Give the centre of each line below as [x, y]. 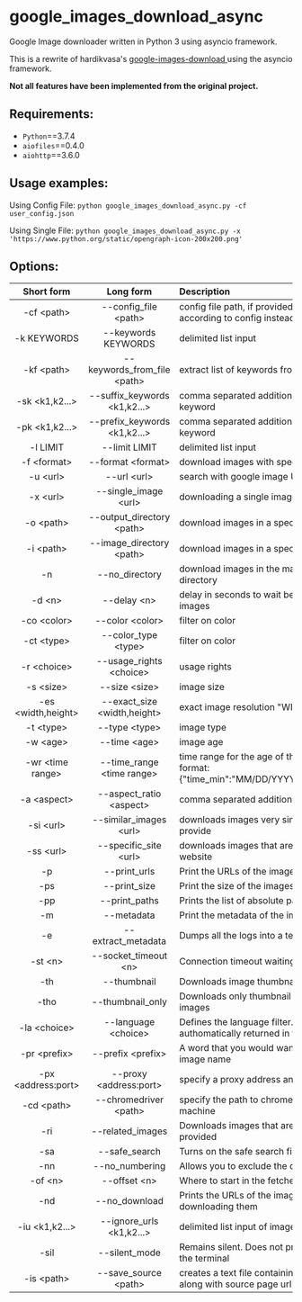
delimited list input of [223, 1227]
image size [202, 687]
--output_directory [129, 517]
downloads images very [230, 820]
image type [203, 728]
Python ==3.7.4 [49, 136]
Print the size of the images [237, 886]
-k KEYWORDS [46, 338]
